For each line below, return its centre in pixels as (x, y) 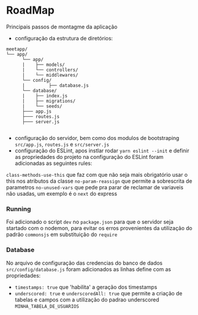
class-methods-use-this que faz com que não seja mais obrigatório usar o (97, 174)
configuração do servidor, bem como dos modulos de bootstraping (97, 138)
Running (19, 209)
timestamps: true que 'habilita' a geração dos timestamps (86, 287)
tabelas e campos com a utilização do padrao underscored (87, 300)
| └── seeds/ (42, 106)
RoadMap (30, 10)
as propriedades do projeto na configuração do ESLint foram (89, 157)
